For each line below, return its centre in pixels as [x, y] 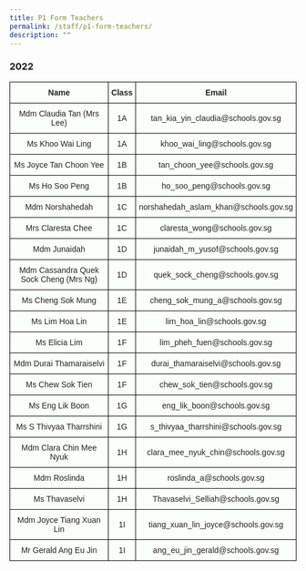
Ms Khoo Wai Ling [59, 143]
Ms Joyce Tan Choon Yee [59, 164]
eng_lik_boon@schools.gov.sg [216, 405]
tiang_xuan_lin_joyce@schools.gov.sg [216, 524]
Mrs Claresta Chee [59, 228]
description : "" [40, 35]
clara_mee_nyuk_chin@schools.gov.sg [216, 452]
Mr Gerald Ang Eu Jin [59, 550]
